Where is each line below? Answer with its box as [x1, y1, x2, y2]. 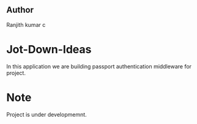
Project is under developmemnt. [6, 111, 87, 118]
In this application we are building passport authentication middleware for [6, 62, 191, 70]
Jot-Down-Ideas [6, 43, 92, 56]
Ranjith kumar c [6, 21, 46, 28]
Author [6, 5, 34, 15]
